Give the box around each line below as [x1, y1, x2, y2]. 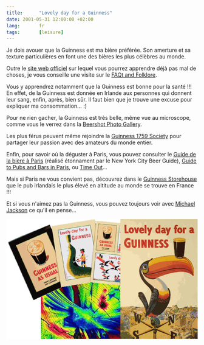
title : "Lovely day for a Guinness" [6, 10, 113, 16]
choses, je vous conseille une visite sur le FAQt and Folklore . [6, 71, 158, 78]
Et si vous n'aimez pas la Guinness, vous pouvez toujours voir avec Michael [6, 200, 195, 207]
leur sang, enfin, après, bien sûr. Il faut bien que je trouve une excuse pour [6, 96, 192, 103]
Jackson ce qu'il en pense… [6, 207, 77, 214]
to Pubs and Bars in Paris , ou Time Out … [6, 164, 107, 171]
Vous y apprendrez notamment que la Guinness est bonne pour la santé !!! [6, 83, 192, 91]
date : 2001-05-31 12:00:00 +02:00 [6, 16, 94, 23]
